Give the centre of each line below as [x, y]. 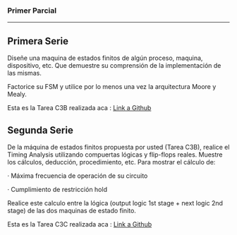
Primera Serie [38, 41]
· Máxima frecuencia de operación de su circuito [78, 176]
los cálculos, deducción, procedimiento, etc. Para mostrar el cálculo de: [111, 162]
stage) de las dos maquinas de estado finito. [72, 210]
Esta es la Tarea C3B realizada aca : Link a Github [79, 108]
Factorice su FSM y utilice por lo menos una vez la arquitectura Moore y [112, 87]
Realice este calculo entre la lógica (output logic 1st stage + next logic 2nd [115, 203]
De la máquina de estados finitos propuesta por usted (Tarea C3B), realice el [119, 147]
